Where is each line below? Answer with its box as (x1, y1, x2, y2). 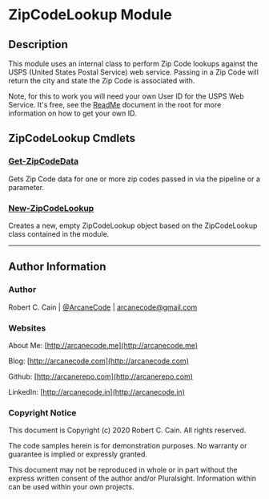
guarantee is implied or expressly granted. (8, 449, 148, 459)
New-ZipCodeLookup (8, 202, 94, 213)
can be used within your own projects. (8, 482, 134, 492)
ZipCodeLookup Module (8, 6, 172, 24)
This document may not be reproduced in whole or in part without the (8, 465, 238, 475)
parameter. (8, 182, 45, 192)
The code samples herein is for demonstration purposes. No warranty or (8, 441, 247, 451)
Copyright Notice (8, 407, 77, 418)
